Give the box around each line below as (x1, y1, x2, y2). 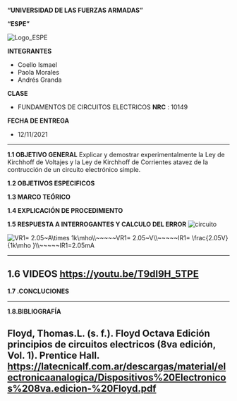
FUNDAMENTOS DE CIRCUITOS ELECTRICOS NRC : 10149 (17, 103, 188, 111)
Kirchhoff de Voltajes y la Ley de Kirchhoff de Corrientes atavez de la (7, 158, 209, 166)
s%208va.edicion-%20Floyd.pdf (7, 383, 157, 395)
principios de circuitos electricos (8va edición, (7, 338, 217, 351)
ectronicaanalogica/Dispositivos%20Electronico (7, 371, 226, 383)
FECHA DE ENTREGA (7, 116, 69, 125)
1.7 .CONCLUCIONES (7, 287, 69, 295)
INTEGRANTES (7, 47, 52, 55)
